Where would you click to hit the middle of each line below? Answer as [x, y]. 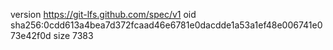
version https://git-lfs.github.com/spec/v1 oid [103, 14]
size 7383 [73, 35]
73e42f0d [31, 35]
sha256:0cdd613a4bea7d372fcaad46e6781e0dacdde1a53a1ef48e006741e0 [166, 25]
